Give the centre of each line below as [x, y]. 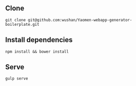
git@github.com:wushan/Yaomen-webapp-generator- [80, 20]
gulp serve [17, 79]
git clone [16, 20]
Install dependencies [39, 40]
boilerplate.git [22, 24]
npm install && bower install [37, 52]
